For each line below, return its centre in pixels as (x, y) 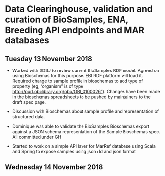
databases (27, 41)
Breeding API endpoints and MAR (75, 30)
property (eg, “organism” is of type (48, 86)
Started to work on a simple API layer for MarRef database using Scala (84, 146)
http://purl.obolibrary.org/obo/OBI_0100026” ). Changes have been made (86, 91)
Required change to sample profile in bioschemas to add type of (78, 81)
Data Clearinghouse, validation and (79, 9)
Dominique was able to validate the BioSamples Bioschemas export (81, 126)
